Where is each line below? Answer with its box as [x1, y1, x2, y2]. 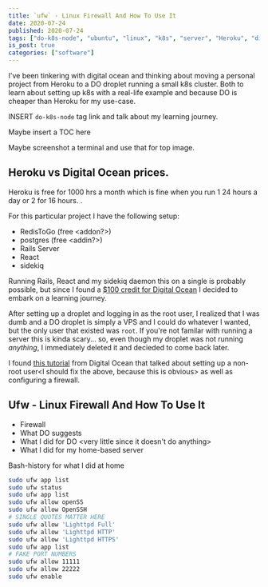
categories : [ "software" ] [8, 49, 94, 57]
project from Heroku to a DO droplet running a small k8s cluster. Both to [8, 79, 244, 89]
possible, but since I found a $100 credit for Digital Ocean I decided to [8, 285, 238, 294]
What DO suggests [19, 428, 82, 437]
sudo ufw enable [8, 573, 62, 581]
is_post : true [8, 42, 56, 50]
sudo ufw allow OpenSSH [8, 505, 88, 514]
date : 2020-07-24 [8, 19, 66, 27]
